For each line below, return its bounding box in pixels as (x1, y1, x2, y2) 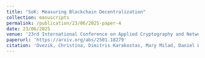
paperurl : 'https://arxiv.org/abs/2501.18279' (6, 37, 127, 43)
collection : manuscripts (6, 14, 70, 21)
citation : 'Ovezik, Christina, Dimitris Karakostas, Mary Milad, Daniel (6, 43, 195, 49)
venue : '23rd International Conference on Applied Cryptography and (6, 31, 184, 37)
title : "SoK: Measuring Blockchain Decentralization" (6, 8, 146, 15)
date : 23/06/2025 (6, 25, 51, 32)
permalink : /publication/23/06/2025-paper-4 (6, 20, 121, 26)
